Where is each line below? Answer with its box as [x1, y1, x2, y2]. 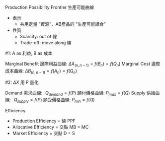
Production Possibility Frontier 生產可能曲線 [5, 4, 94, 10]
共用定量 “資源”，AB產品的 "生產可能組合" [19, 21, 106, 27]
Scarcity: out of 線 [19, 34, 57, 39]
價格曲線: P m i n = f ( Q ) [52, 97, 95, 104]
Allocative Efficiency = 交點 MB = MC [12, 124, 89, 130]
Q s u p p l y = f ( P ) [13, 97, 42, 104]
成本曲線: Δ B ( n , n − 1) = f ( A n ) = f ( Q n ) [5, 68, 77, 75]
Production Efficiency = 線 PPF [12, 118, 76, 124]
